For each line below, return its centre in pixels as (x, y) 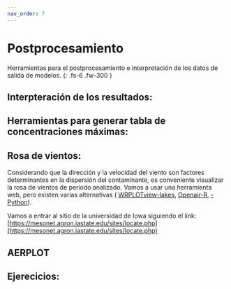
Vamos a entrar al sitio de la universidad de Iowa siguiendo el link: (102, 216)
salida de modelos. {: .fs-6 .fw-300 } (60, 75)
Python (17, 202)
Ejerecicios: (33, 276)
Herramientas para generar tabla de (87, 121)
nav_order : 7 (26, 14)
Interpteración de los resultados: (80, 97)
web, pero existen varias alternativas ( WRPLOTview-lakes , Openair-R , (108, 195)
